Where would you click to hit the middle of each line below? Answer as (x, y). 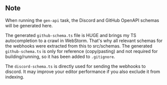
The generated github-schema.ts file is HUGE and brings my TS (71, 35)
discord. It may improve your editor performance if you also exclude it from (83, 71)
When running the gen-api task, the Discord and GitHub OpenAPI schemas (82, 20)
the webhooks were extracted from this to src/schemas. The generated (79, 46)
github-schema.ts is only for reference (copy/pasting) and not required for (81, 51)
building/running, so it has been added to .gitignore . (60, 56)
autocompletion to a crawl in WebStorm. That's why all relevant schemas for (84, 40)
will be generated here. (29, 25)
